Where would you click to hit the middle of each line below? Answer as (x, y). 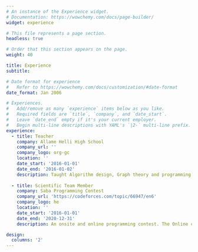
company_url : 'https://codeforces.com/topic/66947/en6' (87, 197)
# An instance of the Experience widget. (58, 12)
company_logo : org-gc (43, 153)
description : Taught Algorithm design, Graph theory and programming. (105, 175)
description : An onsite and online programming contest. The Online (103, 224)
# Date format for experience (43, 81)
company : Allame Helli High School (60, 142)
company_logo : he (38, 202)
